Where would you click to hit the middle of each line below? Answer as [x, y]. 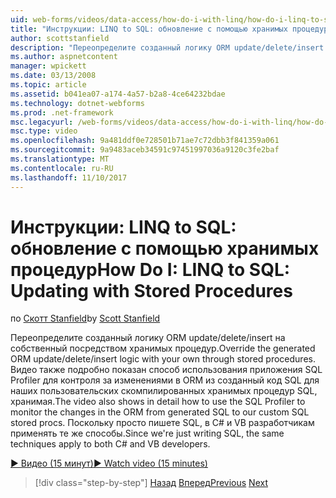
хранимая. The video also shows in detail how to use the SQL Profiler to [158, 402]
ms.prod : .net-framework [62, 112]
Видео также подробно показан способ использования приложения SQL [166, 370]
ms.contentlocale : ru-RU [62, 168]
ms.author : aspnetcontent [64, 57]
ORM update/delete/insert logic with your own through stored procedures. [163, 359]
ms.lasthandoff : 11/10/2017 [69, 177]
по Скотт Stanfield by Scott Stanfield [85, 318]
